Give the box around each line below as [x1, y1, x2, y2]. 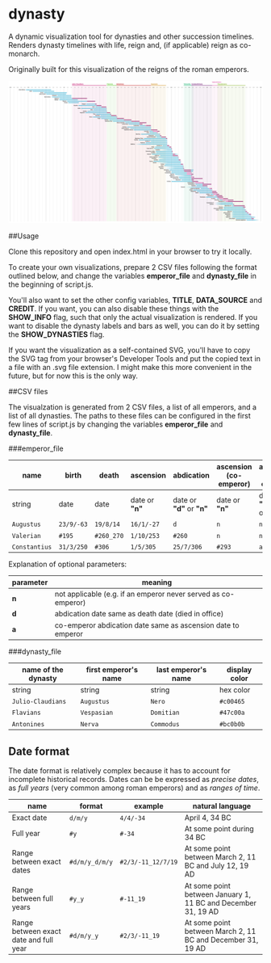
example [134, 801, 164, 810]
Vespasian [80, 709, 114, 717]
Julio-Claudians [11, 698, 67, 706]
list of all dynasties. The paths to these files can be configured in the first [8, 411, 252, 421]
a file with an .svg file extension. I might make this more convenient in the [8, 363, 252, 372]
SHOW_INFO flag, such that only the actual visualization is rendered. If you [8, 313, 258, 322]
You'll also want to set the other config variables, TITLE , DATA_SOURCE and [8, 296, 262, 305]
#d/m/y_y [69, 932, 99, 940]
